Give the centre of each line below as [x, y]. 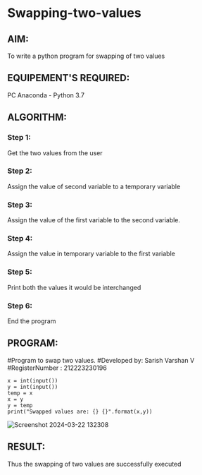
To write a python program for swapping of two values [86, 56]
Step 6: [20, 306]
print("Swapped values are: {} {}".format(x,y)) [80, 411]
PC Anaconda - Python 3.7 [46, 95]
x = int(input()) [33, 380]
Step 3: [20, 205]
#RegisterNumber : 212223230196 [57, 368]
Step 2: [20, 171]
